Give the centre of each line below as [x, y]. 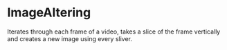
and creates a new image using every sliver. [70, 38]
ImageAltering [49, 13]
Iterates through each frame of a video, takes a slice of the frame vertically [114, 32]
